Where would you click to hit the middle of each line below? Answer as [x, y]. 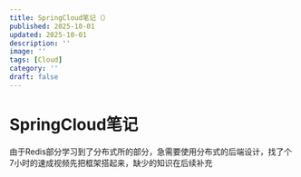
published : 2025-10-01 [52, 26]
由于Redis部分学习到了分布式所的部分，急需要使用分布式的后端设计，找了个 [151, 152]
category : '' [34, 69]
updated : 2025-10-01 [49, 34]
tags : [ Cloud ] [36, 60]
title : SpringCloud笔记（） [60, 18]
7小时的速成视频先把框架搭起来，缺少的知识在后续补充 [111, 162]
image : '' [28, 52]
